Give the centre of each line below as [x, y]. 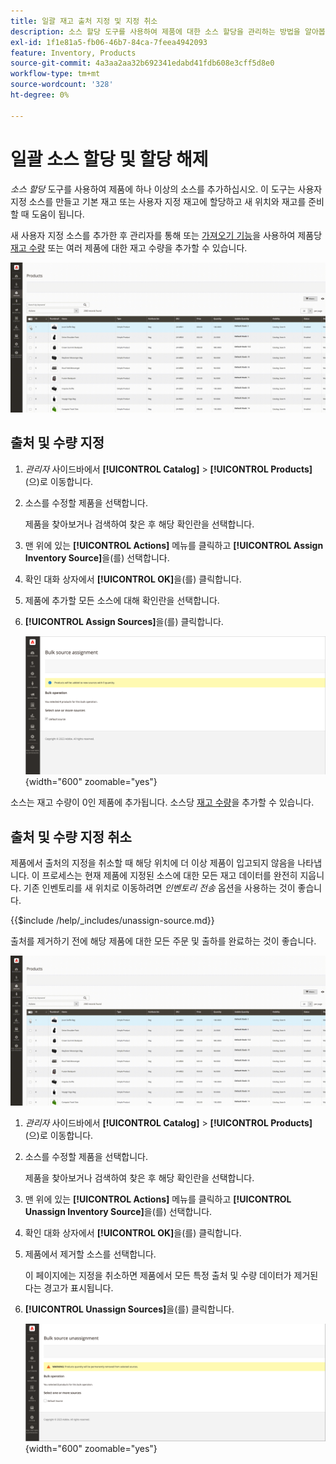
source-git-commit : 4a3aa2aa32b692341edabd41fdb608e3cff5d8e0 [142, 63]
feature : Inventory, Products [73, 53]
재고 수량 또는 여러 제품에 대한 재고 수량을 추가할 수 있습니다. [129, 247]
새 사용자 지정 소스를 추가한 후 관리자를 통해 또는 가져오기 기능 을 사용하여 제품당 [166, 235]
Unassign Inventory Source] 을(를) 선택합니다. [118, 1212]
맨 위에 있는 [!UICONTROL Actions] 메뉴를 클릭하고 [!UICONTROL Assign [174, 545]
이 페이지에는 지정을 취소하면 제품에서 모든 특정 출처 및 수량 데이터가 [158, 1276]
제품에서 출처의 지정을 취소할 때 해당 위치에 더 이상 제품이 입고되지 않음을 [153, 863]
